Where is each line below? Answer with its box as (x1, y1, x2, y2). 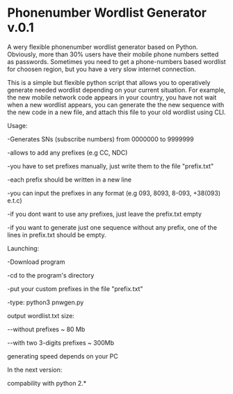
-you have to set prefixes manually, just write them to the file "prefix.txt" (7, 161, 214, 170)
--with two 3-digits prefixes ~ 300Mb (7, 338, 115, 347)
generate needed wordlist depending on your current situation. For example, (7, 86, 226, 94)
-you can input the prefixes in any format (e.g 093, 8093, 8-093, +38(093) (7, 189, 221, 197)
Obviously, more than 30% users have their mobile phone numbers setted (7, 50, 219, 58)
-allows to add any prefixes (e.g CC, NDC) (7, 148, 128, 157)
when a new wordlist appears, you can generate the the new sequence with (7, 100, 225, 109)
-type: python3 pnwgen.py (7, 298, 84, 306)
